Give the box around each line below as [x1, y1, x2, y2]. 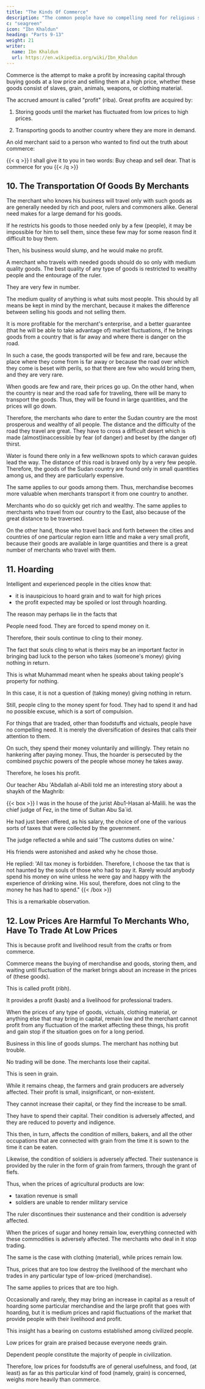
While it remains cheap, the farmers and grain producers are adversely [6, 1082, 184, 1090]
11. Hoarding [6, 564, 54, 574]
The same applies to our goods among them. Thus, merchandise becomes [6, 484, 194, 491]
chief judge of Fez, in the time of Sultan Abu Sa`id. [6, 806, 133, 814]
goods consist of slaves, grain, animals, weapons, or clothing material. [6, 84, 183, 92]
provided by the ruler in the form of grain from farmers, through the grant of [6, 1162, 197, 1169]
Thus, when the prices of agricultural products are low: [6, 1180, 145, 1188]
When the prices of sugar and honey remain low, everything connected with [6, 1229, 197, 1237]
